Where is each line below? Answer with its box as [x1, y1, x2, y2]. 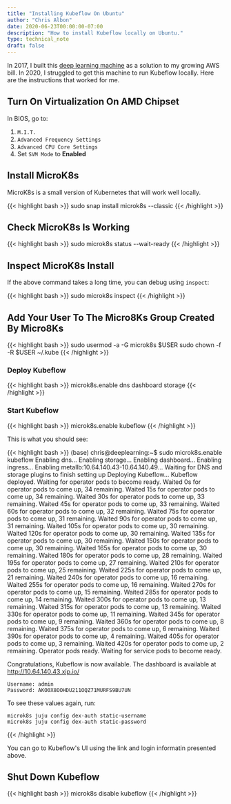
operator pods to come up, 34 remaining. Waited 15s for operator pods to [7, 485, 215, 493]
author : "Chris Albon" [7, 17, 72, 24]
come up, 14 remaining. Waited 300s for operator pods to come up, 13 [7, 595, 206, 604]
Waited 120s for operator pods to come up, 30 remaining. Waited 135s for [7, 529, 216, 537]
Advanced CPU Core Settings [17, 143, 98, 151]
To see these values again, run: [7, 699, 97, 707]
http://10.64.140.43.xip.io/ [7, 667, 80, 675]
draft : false [7, 42, 45, 49]
